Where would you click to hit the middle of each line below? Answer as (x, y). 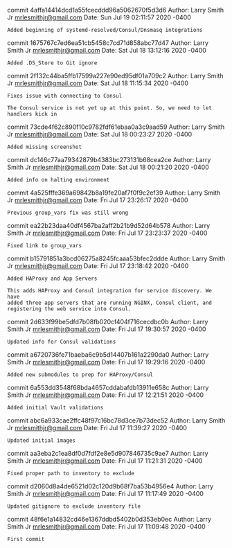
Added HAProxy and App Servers (52, 279)
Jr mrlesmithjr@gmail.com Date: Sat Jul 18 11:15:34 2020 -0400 (98, 83)
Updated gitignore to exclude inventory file (74, 506)
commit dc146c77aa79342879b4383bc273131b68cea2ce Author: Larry (109, 160)
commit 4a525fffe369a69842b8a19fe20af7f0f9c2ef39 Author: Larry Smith (114, 193)
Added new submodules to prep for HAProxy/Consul (80, 375)
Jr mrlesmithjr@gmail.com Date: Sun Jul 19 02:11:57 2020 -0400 (99, 17)
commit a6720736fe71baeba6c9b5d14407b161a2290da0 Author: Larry (108, 355)
